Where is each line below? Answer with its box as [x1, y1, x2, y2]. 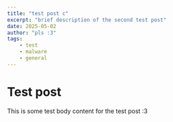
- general [19, 55, 48, 62]
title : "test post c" [7, 10, 69, 17]
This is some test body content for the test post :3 [7, 107, 148, 115]
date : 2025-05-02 [7, 23, 57, 29]
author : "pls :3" [7, 29, 57, 36]
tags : [7, 36, 23, 42]
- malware [19, 49, 48, 56]
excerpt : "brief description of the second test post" [7, 16, 167, 23]
